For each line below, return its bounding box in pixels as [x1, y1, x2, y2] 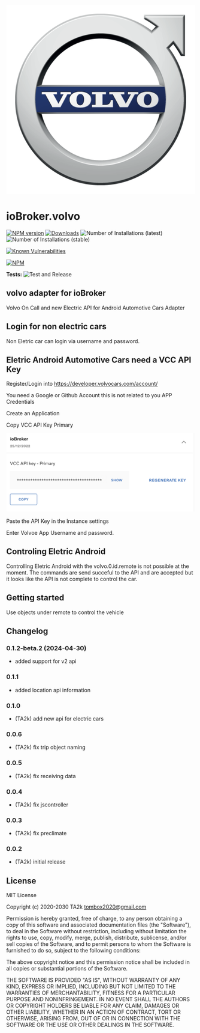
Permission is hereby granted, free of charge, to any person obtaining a [6, 915, 183, 922]
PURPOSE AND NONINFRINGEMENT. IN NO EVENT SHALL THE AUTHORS [6, 996, 190, 1003]
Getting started [6, 593, 65, 603]
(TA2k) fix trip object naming [14, 744, 86, 751]
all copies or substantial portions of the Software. [6, 965, 128, 972]
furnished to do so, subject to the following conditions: [6, 947, 141, 954]
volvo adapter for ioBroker [6, 288, 106, 299]
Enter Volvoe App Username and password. [6, 529, 114, 537]
